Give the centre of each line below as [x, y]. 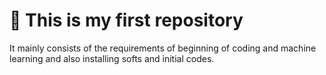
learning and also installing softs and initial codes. [112, 58]
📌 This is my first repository [126, 20]
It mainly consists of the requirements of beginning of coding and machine [163, 48]
